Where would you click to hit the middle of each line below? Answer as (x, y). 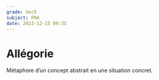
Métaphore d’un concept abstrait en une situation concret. (79, 70)
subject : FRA (23, 18)
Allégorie (30, 53)
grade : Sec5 (21, 12)
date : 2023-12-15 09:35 (37, 23)
